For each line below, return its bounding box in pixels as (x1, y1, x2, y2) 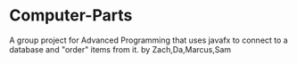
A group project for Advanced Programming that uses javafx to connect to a (9, 35, 288, 45)
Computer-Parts (9, 5, 133, 26)
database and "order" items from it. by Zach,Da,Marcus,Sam (9, 44, 232, 54)
